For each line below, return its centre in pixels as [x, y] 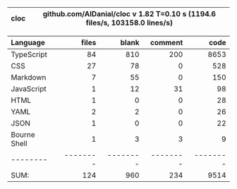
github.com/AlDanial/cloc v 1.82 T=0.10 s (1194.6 [129, 14]
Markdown [29, 77]
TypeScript [29, 54]
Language [28, 43]
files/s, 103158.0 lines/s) [129, 23]
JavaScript [29, 89]
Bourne [23, 135]
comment [167, 43]
